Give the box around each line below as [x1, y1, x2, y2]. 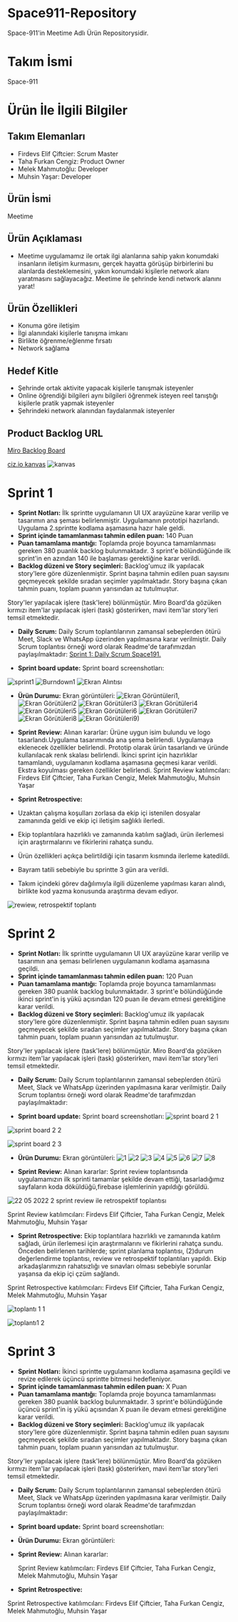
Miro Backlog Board [7, 446, 66, 455]
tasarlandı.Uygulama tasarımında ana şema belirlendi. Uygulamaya [17, 735, 214, 744]
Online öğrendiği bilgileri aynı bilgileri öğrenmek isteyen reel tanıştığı [17, 391, 219, 400]
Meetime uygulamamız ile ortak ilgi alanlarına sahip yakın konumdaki [17, 251, 219, 260]
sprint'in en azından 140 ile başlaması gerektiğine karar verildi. [17, 554, 201, 562]
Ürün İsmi [7, 193, 51, 205]
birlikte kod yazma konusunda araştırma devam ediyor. [17, 886, 179, 895]
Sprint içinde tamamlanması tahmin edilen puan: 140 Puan [17, 531, 194, 539]
